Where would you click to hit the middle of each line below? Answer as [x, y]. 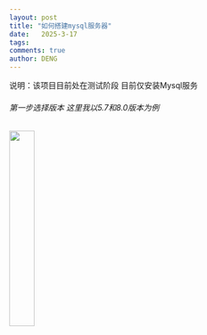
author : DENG [33, 59]
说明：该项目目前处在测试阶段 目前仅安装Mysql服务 [103, 85]
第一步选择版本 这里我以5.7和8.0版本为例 [84, 107]
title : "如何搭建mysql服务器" [61, 26]
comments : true [37, 51]
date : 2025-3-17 [43, 34]
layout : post [33, 17]
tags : [19, 42]
